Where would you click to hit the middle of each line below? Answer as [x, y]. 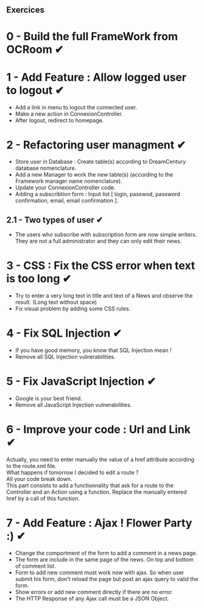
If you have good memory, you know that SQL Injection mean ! [93, 350]
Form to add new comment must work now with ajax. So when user [100, 572]
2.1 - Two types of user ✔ [55, 220]
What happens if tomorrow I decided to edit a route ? [72, 472]
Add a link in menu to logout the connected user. [76, 107]
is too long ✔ [39, 279]
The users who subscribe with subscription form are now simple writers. [106, 235]
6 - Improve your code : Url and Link [98, 430]
